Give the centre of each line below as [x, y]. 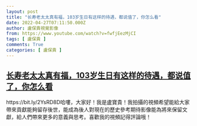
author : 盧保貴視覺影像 [32, 28]
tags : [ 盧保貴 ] [26, 39]
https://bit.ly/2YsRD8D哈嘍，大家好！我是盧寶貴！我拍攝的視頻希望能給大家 [98, 102]
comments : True [25, 45]
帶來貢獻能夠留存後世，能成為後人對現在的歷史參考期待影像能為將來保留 [94, 109]
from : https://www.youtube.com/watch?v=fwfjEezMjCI [71, 34]
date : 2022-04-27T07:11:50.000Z [46, 22]
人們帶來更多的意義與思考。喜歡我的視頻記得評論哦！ [86, 117]
